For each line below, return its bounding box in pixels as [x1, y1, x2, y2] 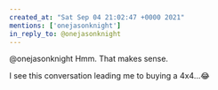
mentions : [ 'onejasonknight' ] [9, 21, 122, 30]
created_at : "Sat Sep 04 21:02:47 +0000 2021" [9, 12, 185, 22]
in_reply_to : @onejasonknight [9, 29, 122, 38]
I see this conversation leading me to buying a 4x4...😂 [9, 71, 211, 81]
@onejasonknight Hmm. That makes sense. [9, 54, 169, 64]
